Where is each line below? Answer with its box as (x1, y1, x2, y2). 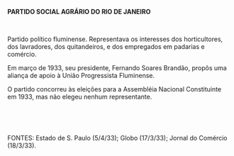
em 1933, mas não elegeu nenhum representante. (7, 93, 152, 101)
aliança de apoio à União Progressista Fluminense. (7, 72, 155, 79)
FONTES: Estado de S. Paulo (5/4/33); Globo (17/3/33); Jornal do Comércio (7, 134, 228, 142)
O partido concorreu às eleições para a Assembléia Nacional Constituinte (7, 85, 222, 93)
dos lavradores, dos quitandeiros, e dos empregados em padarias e (7, 43, 205, 50)
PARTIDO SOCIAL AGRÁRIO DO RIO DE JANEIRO (7, 8, 151, 16)
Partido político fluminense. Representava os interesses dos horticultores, (7, 35, 223, 43)
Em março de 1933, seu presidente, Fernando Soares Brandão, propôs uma (7, 64, 227, 72)
